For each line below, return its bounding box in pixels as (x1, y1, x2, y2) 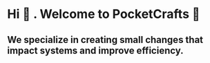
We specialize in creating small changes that (7, 34, 204, 46)
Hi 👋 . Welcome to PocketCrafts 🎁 (7, 6, 200, 22)
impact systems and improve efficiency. (7, 44, 184, 56)
